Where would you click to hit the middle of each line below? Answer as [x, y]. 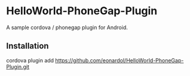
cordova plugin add [30, 60]
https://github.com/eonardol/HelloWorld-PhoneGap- [119, 60]
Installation [27, 46]
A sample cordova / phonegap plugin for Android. [67, 27]
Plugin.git [18, 66]
